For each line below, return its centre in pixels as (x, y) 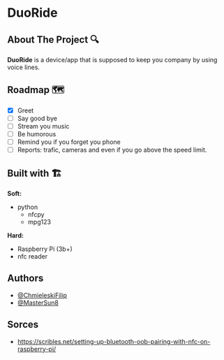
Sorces (23, 325)
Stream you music (43, 126)
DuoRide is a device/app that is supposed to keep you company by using (112, 60)
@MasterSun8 (38, 303)
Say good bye (37, 118)
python (28, 207)
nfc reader (32, 256)
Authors (25, 279)
